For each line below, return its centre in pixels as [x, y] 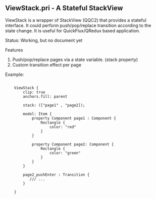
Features [14, 50]
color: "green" [65, 153]
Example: [15, 74]
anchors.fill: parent [45, 96]
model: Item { [37, 114]
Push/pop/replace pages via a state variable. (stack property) [75, 60]
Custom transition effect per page [47, 65]
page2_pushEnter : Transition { [56, 175]
